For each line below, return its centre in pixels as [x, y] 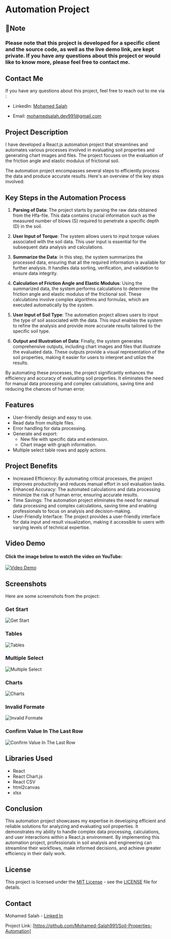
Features [20, 405]
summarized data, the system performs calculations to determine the [85, 288]
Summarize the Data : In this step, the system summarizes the [78, 257]
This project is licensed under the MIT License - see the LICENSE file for [81, 882]
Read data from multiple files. [44, 422]
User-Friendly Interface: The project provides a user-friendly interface [87, 516]
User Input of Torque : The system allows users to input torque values [86, 236]
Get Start [17, 609]
